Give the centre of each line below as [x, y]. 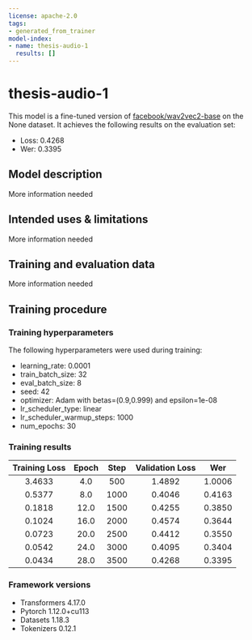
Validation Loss [166, 468]
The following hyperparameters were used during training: [105, 350]
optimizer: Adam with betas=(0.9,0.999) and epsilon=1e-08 [119, 400]
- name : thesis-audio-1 [48, 46]
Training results [40, 446]
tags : [17, 23]
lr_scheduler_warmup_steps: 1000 [77, 417]
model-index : [30, 38]
